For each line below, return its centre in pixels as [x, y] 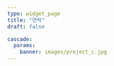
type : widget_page [34, 14]
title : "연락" [26, 20]
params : [25, 46]
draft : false [26, 26]
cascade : [20, 39]
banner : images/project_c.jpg [64, 52]
